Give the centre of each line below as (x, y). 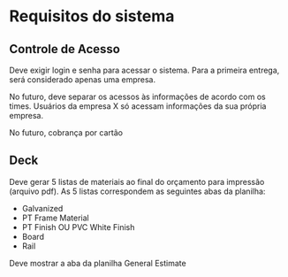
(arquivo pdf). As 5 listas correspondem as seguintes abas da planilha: (137, 191)
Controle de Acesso (65, 49)
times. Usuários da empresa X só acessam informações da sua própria (138, 106)
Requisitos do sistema (92, 16)
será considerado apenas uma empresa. (83, 80)
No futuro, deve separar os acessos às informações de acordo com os (138, 96)
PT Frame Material (56, 218)
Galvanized (42, 208)
